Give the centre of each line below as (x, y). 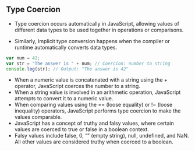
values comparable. (38, 117)
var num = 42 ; (23, 58)
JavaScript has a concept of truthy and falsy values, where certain (94, 123)
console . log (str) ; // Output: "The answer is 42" (68, 69)
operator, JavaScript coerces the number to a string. (77, 86)
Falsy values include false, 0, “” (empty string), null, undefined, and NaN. (102, 136)
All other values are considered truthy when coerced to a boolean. (94, 142)
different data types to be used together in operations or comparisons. (99, 30)
